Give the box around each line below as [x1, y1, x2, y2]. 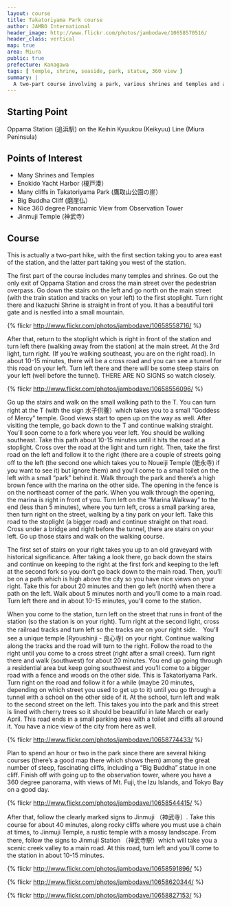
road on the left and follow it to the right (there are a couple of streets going [7, 450, 221, 458]
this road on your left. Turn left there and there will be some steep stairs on [7, 364, 219, 372]
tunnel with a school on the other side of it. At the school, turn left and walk [7, 693, 220, 701]
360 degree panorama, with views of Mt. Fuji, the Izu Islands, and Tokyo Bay [7, 778, 224, 786]
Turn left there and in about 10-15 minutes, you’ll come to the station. [7, 596, 201, 605]
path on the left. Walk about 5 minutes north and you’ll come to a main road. [7, 589, 222, 597]
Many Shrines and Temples [16, 171, 95, 179]
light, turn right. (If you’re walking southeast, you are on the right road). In [7, 349, 215, 358]
